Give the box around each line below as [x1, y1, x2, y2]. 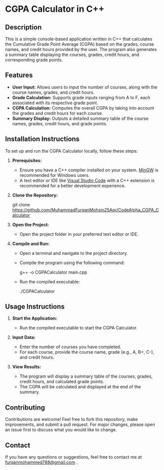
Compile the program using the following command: [19, 259, 125, 266]
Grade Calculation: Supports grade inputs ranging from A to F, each [12, 94, 151, 100]
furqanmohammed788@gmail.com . [5, 459, 78, 465]
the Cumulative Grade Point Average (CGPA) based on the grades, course [5, 41, 154, 47]
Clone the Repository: [12, 192, 58, 198]
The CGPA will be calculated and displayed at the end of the [19, 384, 141, 390]
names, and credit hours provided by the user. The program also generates [5, 47, 157, 52]
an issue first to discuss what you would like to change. [5, 427, 117, 433]
